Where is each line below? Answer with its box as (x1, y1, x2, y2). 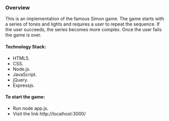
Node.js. (12, 66, 31, 72)
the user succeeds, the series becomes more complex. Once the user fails (5, 27, 162, 33)
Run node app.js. (12, 105, 49, 111)
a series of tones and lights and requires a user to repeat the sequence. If (5, 21, 160, 27)
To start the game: (5, 94, 45, 100)
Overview (5, 4, 30, 11)
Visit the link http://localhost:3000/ (12, 110, 86, 116)
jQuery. (12, 77, 29, 83)
